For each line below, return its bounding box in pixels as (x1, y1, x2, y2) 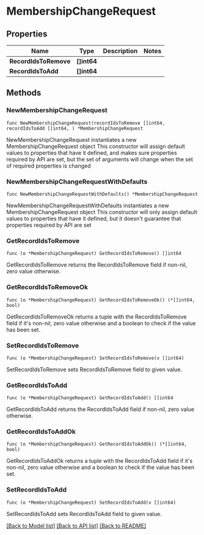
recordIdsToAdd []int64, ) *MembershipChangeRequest (6, 125, 144, 131)
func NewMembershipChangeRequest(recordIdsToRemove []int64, (6, 120, 166, 126)
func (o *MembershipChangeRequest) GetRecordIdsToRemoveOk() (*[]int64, (6, 297, 195, 303)
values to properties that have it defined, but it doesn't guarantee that (6, 215, 181, 222)
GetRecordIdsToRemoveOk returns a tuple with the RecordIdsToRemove (6, 313, 188, 320)
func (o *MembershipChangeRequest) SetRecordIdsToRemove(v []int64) (6, 355, 184, 361)
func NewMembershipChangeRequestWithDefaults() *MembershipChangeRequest (6, 191, 199, 197)
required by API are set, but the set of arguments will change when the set (6, 155, 194, 163)
